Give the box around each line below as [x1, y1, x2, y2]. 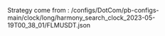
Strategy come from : [7, 6, 70, 14]
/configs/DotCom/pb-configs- [70, 6, 159, 14]
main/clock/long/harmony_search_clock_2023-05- [7, 13, 156, 22]
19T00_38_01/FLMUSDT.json [7, 21, 91, 29]
